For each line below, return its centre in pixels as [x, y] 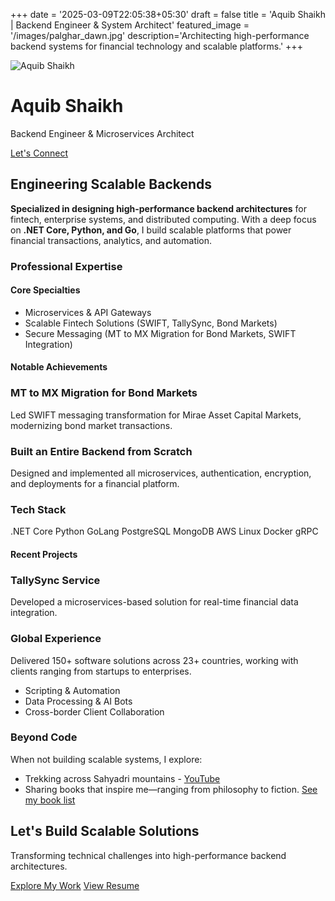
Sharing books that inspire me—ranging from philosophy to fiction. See [171, 789]
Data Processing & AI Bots [78, 701]
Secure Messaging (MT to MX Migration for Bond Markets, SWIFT [160, 333]
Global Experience [56, 639]
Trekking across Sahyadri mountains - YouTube [122, 778]
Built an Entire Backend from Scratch [101, 451]
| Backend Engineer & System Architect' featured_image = [130, 25]
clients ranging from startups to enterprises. [101, 671]
